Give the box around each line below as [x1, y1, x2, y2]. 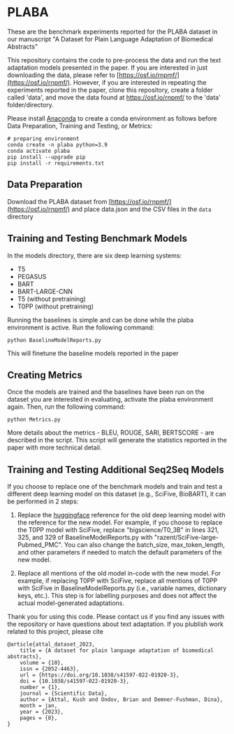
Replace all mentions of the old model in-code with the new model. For [17, 569, 221, 578]
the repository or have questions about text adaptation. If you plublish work [7, 620, 224, 628]
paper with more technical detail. [7, 443, 102, 452]
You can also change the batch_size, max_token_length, [64, 541, 225, 549]
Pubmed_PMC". [17, 541, 63, 549]
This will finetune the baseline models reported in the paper [7, 348, 180, 358]
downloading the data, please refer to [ [7, 71, 119, 79]
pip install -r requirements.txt [7, 159, 105, 167]
